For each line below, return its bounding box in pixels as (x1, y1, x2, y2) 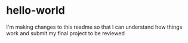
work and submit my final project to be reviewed (6, 29, 125, 36)
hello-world (6, 4, 66, 17)
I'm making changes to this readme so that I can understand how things (6, 23, 183, 30)
